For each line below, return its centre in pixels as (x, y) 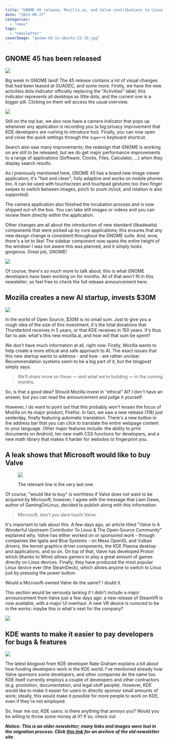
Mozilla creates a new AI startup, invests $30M (80, 298)
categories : (18, 19)
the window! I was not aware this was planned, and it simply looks (74, 246)
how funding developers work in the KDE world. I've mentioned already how (84, 669)
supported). (18, 194)
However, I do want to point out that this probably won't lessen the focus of (83, 407)
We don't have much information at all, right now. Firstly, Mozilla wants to (81, 345)
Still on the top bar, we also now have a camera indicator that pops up (77, 121)
